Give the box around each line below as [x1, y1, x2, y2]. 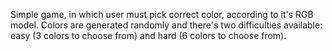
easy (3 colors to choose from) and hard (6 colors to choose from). [10, 30, 287, 41]
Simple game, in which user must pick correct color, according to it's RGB [10, 9, 314, 20]
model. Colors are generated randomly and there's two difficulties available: [10, 19, 323, 31]
